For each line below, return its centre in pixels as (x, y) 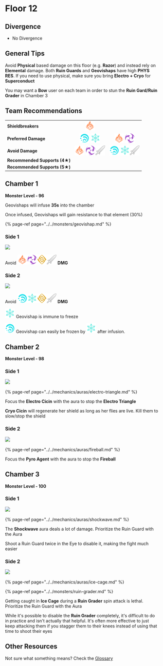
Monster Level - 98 (25, 359)
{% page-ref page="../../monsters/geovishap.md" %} (58, 224)
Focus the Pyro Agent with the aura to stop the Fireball (60, 459)
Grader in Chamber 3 (26, 95)
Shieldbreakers (23, 126)
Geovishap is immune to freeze (47, 317)
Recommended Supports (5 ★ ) (39, 167)
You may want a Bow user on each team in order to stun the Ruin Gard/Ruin (81, 90)
